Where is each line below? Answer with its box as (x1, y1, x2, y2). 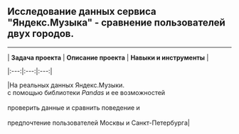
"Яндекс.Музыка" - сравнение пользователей (7, 17, 225, 29)
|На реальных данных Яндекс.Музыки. (7, 81, 124, 89)
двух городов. (7, 28, 75, 40)
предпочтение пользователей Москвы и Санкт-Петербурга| (7, 118, 190, 127)
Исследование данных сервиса (7, 6, 156, 18)
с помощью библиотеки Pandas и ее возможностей (7, 88, 166, 96)
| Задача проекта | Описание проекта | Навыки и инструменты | (7, 53, 209, 62)
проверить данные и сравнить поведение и (7, 103, 140, 112)
